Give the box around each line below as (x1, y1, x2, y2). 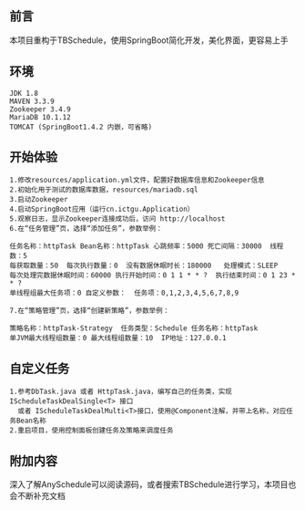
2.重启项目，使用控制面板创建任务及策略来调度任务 (9, 426, 174, 435)
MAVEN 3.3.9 (9, 97, 55, 106)
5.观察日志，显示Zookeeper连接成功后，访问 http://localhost (9, 214, 226, 224)
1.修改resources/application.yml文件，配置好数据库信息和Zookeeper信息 (9, 176, 265, 185)
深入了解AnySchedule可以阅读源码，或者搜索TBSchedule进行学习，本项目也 (9, 479, 297, 490)
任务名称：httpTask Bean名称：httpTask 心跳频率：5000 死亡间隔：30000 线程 (9, 242, 284, 251)
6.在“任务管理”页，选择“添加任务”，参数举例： (9, 224, 163, 234)
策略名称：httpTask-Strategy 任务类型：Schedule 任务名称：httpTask (9, 324, 259, 333)
